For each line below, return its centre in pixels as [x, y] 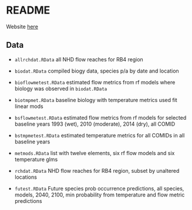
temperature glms [36, 159]
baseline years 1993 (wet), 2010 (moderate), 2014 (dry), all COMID [95, 124]
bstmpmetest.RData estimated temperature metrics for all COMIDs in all [100, 135]
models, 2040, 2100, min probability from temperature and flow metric [100, 195]
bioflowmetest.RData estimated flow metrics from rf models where [95, 82]
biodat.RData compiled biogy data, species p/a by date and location [97, 71]
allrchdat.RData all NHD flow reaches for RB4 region [79, 59]
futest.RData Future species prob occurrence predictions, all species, [99, 188]
